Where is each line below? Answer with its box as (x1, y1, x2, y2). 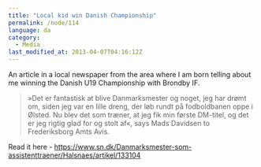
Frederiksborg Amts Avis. (27, 127, 110, 136)
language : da (8, 26, 51, 34)
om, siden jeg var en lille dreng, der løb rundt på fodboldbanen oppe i (27, 102, 254, 111)
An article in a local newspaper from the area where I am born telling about (8, 70, 252, 79)
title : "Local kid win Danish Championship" (8, 11, 157, 20)
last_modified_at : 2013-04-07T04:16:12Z (8, 48, 144, 56)
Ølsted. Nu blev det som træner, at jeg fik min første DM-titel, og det (27, 110, 249, 119)
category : (8, 33, 41, 42)
